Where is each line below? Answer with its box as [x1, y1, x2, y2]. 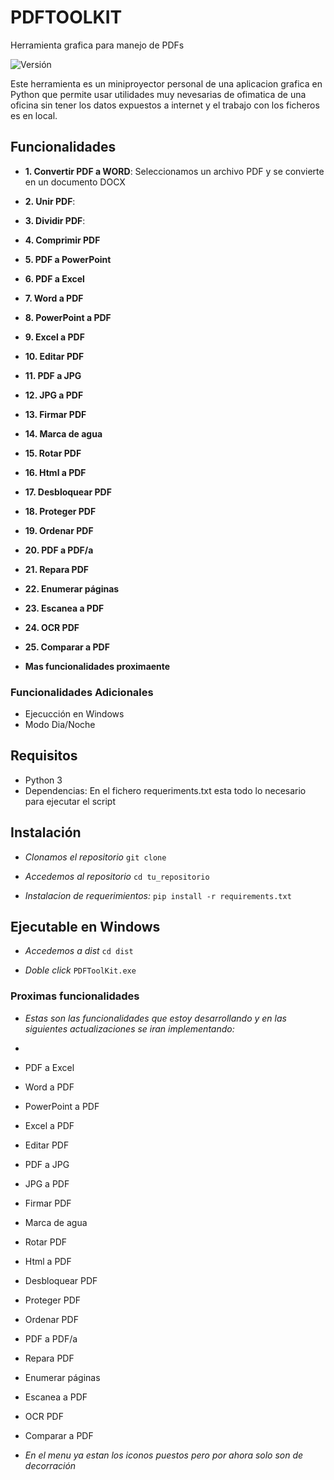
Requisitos [10, 747, 78, 765]
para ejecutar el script [24, 795, 116, 807]
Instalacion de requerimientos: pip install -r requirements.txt [24, 889, 292, 901]
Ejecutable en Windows [10, 919, 161, 936]
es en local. [10, 109, 58, 121]
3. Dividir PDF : [24, 214, 86, 226]
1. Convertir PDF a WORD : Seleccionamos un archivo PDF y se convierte [24, 165, 325, 177]
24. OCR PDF [24, 621, 80, 633]
